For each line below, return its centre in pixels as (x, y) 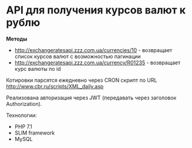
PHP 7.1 (23, 126)
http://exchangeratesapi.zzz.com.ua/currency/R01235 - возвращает (97, 63)
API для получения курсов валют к (96, 10)
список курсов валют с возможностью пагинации (78, 56)
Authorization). (24, 104)
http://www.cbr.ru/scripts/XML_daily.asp (55, 86)
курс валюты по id (38, 68)
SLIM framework (35, 133)
